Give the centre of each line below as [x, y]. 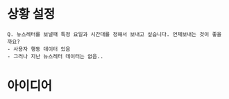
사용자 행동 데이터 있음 [42, 49]
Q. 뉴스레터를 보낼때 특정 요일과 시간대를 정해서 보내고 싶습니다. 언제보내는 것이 [108, 34]
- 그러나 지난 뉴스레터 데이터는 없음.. [56, 56]
